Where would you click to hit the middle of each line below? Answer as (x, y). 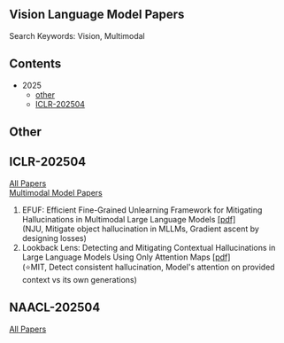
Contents (35, 64)
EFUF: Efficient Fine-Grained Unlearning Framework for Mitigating (142, 210)
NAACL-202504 (55, 308)
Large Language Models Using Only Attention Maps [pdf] (126, 257)
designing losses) (54, 238)
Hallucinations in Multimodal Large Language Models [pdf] (129, 219)
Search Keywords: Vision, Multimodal (77, 35)
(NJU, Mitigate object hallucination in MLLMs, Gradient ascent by (140, 229)
